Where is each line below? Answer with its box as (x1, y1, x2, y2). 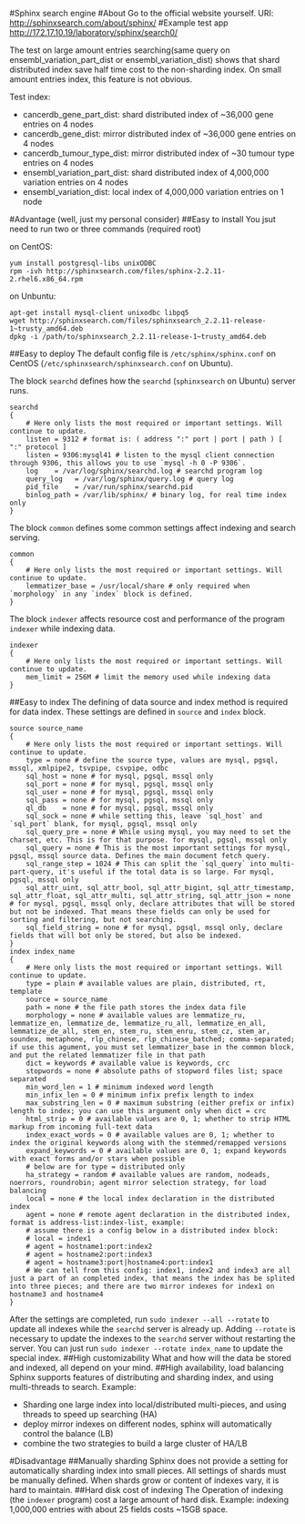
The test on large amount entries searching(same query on (9, 45, 230, 56)
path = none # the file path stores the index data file (25, 1003, 247, 1012)
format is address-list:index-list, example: (9, 1218, 185, 1227)
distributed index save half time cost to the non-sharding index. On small (9, 64, 282, 75)
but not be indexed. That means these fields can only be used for (9, 907, 271, 916)
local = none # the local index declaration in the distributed (25, 1194, 275, 1203)
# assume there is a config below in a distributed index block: (25, 1226, 280, 1235)
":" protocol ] (9, 443, 67, 452)
